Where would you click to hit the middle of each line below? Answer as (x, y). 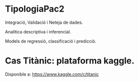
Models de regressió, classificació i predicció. (51, 41)
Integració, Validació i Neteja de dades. (44, 22)
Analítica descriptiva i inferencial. (38, 32)
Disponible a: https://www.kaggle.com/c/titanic (52, 74)
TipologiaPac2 (35, 9)
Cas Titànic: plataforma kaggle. (70, 61)
